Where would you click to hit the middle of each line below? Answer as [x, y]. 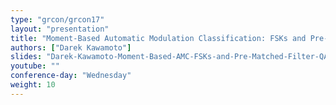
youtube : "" [35, 66]
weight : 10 [33, 85]
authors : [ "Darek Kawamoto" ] [71, 47]
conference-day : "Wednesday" [71, 76]
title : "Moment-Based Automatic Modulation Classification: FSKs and [158, 38]
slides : [26, 57]
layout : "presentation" [60, 29]
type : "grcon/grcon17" [57, 19]
